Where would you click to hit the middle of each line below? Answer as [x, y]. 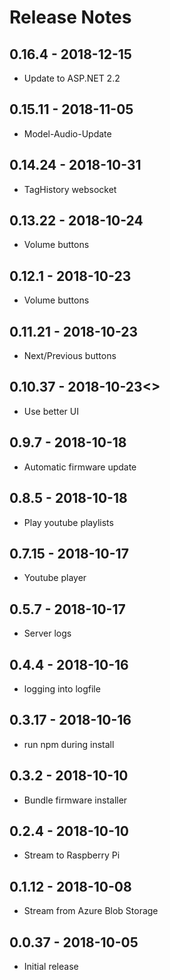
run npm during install [69, 744]
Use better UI [51, 411]
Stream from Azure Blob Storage [91, 911]
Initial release [51, 966]
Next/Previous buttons [70, 356]
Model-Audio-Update [67, 133]
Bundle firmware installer [75, 800]
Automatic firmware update [80, 467]
